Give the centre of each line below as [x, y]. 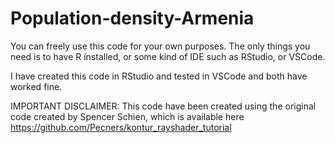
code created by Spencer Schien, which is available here [127, 116]
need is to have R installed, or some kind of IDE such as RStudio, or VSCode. [168, 56]
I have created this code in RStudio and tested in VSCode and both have [159, 76]
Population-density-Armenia [132, 18]
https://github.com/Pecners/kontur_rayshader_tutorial [121, 127]
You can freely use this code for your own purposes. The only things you [160, 46]
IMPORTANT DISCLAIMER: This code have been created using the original [163, 106]
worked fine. [36, 86]
